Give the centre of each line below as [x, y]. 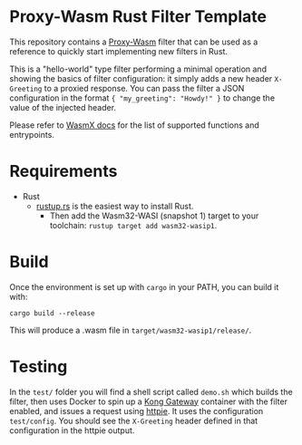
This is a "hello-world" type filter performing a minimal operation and [138, 69]
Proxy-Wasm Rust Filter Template [138, 17]
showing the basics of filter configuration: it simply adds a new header [141, 78]
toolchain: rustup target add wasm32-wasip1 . [133, 225]
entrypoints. [32, 134]
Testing [39, 367]
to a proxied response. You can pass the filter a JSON [144, 88]
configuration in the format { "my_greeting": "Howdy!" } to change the [142, 98]
